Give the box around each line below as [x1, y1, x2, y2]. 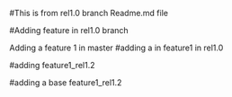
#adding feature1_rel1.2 [9, 60, 95, 70]
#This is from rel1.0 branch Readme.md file [9, 8, 169, 18]
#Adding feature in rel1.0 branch [9, 25, 129, 35]
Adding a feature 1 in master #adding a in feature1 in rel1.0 [9, 42, 224, 53]
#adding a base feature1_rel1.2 [9, 77, 122, 88]
